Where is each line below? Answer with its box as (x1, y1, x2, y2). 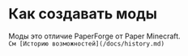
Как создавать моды (8, 5, 158, 23)
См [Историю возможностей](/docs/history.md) (8, 39, 164, 48)
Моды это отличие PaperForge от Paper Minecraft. (8, 31, 181, 41)
